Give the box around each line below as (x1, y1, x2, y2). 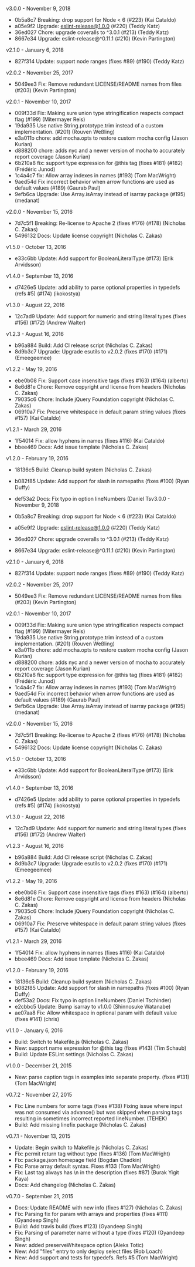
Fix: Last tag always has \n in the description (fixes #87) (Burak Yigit (14, 1169, 180, 1176)
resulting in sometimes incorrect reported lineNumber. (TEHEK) (14, 1115, 167, 1122)
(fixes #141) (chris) (14, 1016, 60, 1022)
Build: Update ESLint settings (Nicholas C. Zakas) (14, 1051, 134, 1057)
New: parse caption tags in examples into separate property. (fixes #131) (14, 1074, 190, 1080)
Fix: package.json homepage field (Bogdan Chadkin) (14, 1157, 142, 1163)
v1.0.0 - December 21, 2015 (6, 1062, 72, 1069)
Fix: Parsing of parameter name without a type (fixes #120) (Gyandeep (14, 1229, 185, 1236)
